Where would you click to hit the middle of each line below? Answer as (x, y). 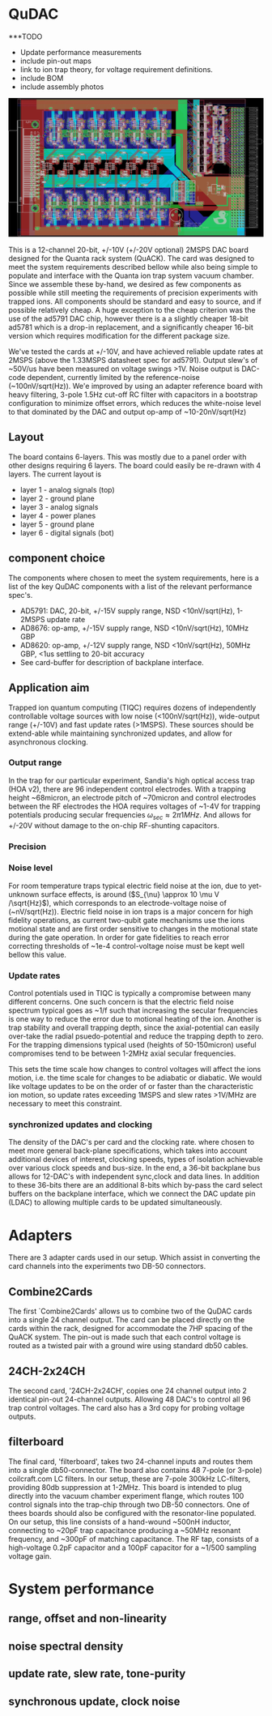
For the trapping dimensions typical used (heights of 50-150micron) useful (132, 1045)
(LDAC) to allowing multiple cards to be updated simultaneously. (115, 1202)
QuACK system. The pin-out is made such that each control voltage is (125, 1337)
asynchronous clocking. (49, 741)
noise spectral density (66, 1646)
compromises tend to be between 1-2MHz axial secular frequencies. (122, 1053)
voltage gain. (30, 1556)
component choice (57, 559)
